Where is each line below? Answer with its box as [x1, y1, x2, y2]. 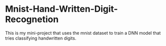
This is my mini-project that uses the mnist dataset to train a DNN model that [5, 30, 161, 36]
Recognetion [5, 14, 59, 25]
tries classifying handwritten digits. [5, 35, 77, 41]
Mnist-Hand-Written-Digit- [5, 3, 118, 15]
